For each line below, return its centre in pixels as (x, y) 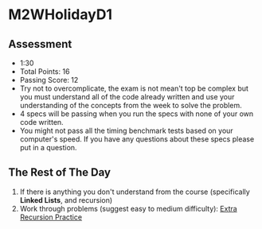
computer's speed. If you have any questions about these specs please (137, 139)
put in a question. (48, 147)
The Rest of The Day (60, 173)
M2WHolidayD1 (61, 15)
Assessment (40, 44)
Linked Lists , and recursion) (66, 200)
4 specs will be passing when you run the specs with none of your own (137, 114)
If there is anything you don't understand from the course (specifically (135, 192)
